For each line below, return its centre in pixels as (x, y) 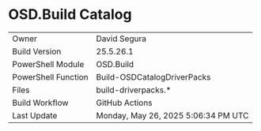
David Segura (121, 39)
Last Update (35, 115)
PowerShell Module (48, 64)
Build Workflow (40, 103)
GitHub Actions (124, 103)
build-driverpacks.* (134, 90)
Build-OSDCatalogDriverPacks (153, 77)
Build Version (37, 51)
